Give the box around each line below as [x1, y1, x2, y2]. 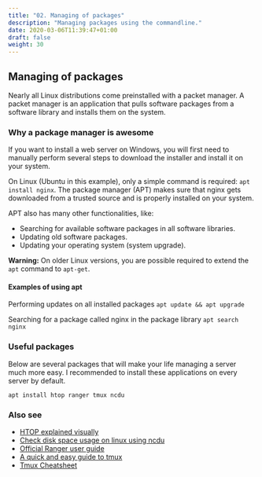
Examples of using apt [8, 282, 83, 292]
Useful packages [8, 341, 75, 352]
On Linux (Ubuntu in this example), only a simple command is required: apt [8, 177, 250, 186]
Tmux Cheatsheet [19, 460, 77, 470]
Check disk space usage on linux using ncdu [19, 435, 165, 445]
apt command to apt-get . [8, 264, 90, 273]
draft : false [8, 33, 51, 42]
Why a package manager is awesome [8, 127, 154, 138]
